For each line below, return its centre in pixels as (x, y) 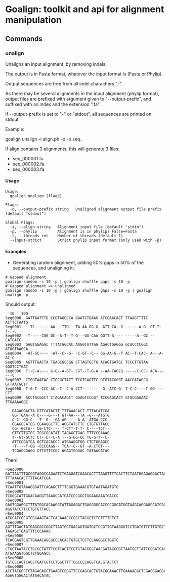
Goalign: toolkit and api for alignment (85, 9)
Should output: (21, 304)
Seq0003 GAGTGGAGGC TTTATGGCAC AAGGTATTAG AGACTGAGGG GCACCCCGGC (77, 345)
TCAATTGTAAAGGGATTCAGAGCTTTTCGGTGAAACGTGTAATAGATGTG (62, 487)
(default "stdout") (26, 214)
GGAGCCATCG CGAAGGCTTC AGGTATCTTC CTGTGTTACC (61, 424)
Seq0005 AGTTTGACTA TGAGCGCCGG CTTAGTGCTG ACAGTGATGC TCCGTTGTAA (77, 363)
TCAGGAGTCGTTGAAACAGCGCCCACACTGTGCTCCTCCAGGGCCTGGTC (62, 540)
